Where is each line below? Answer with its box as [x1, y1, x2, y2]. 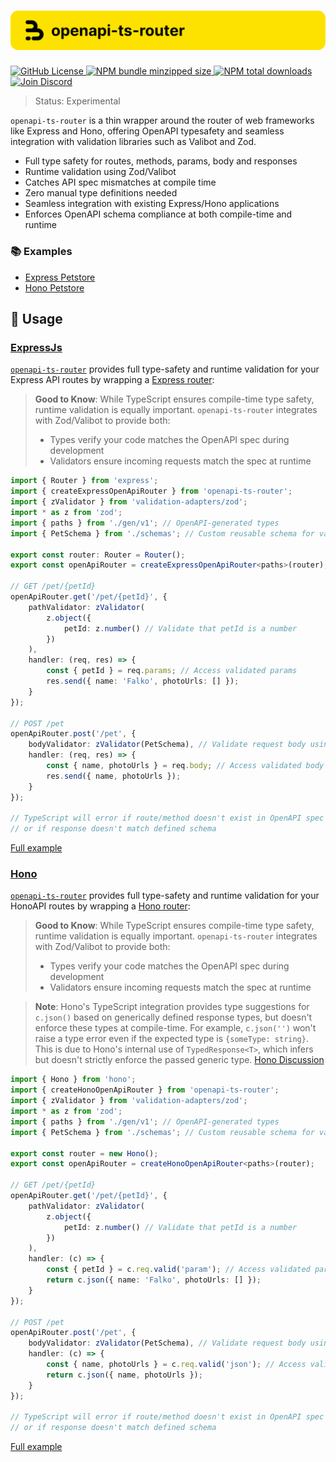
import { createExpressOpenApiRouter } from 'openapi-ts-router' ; [10, 486, 293, 497]
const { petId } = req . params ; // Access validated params [46, 666, 298, 676]
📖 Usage [10, 311, 63, 328]
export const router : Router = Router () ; [10, 550, 186, 560]
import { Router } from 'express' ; [10, 476, 159, 486]
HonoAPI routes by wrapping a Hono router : [10, 900, 191, 912]
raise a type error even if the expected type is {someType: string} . [34, 1033, 309, 1045]
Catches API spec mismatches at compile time [24, 176, 217, 189]
